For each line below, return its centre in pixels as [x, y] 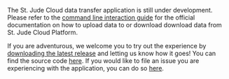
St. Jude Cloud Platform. [43, 32]
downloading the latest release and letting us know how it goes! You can [112, 53]
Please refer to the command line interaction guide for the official [101, 17]
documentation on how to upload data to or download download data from [114, 25]
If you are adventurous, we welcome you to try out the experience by [107, 46]
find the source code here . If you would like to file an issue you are [103, 61]
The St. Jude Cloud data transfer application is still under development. [110, 10]
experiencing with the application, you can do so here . [86, 68]
